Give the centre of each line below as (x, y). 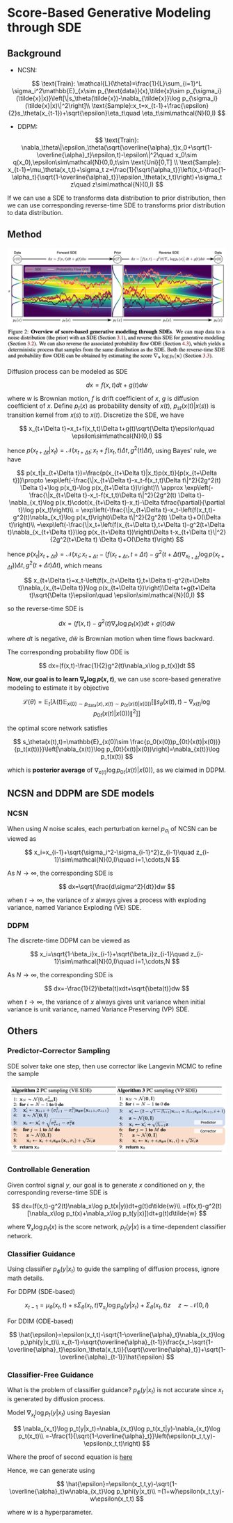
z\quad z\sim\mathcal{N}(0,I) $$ (117, 184)
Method (25, 235)
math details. (26, 1278)
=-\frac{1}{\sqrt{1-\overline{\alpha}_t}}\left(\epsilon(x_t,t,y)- (130, 1436)
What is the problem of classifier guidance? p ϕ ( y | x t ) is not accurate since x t (115, 1391)
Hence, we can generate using (51, 1471)
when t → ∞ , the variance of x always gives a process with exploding (107, 900)
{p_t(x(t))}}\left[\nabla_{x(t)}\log (59, 749)
